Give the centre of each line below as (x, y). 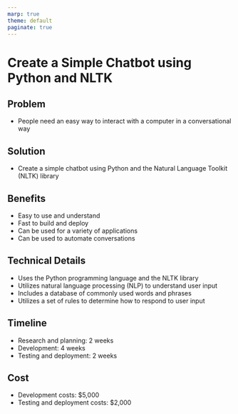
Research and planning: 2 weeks (66, 340)
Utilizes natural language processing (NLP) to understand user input (118, 286)
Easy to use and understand (59, 216)
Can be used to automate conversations (76, 238)
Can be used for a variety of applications (77, 231)
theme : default (30, 21)
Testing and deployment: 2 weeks (67, 355)
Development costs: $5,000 (58, 395)
